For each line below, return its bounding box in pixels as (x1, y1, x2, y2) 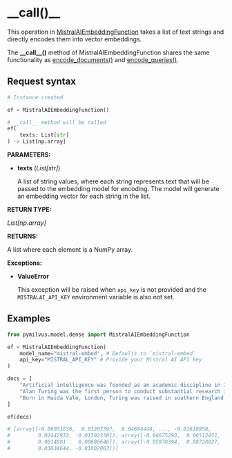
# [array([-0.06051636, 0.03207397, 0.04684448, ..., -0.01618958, (7, 426, 212, 432)
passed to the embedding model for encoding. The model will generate (17, 185, 220, 192)
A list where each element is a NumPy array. (7, 246, 133, 253)
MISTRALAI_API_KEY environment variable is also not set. (17, 293, 175, 301)
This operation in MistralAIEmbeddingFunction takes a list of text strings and (7, 28, 224, 36)
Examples (7, 312, 50, 325)
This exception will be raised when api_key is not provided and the (17, 286, 207, 294)
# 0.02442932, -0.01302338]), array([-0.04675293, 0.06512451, (7, 432, 221, 439)
